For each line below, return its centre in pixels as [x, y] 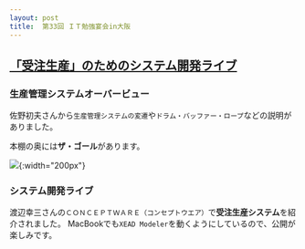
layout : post [34, 18]
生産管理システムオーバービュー [79, 94]
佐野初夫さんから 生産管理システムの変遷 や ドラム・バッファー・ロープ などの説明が [151, 116]
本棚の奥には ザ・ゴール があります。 [77, 146]
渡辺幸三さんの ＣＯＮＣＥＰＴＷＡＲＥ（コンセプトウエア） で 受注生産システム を [149, 213]
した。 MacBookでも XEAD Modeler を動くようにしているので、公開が [168, 223]
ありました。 [33, 127]
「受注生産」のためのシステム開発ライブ [123, 65]
